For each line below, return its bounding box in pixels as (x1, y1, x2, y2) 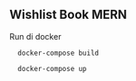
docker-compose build (17, 49, 100, 58)
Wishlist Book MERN (9, 7, 128, 22)
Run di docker (9, 31, 62, 41)
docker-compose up (17, 64, 88, 73)
